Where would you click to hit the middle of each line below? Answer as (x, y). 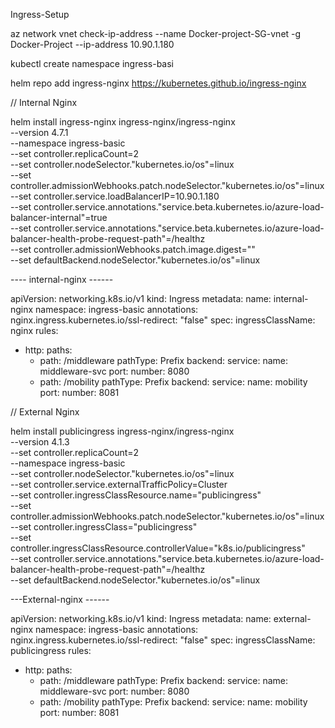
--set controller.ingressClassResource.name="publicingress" (136, 495)
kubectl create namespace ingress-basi (92, 63)
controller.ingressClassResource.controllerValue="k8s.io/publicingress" (158, 548)
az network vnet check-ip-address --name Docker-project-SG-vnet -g (156, 33)
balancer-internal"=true (59, 217)
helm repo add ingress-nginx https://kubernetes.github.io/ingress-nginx (158, 83)
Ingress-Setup (40, 14)
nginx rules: (34, 330)
